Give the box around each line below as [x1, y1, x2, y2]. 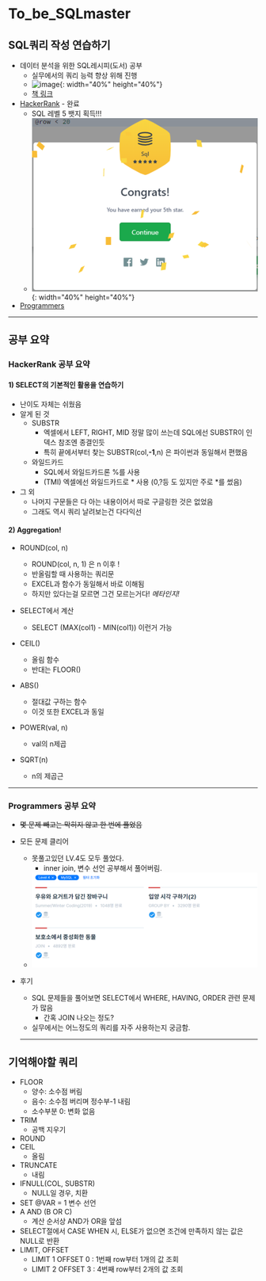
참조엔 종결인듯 [58, 437, 105, 447]
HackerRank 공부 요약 [8, 359, 90, 370]
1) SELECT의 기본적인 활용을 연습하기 [8, 379, 124, 389]
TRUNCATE [19, 1160, 58, 1169]
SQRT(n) [19, 754, 49, 764]
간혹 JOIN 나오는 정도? [43, 1012, 115, 1022]
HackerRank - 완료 [19, 99, 80, 108]
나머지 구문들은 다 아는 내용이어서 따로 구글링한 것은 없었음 [31, 497, 214, 506]
